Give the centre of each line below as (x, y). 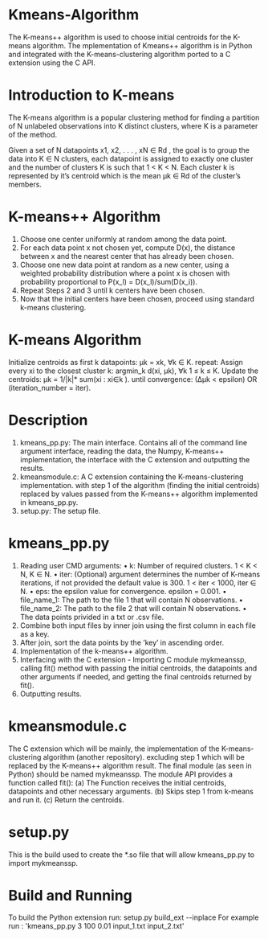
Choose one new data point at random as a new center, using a (124, 264)
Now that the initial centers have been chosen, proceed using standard (137, 298)
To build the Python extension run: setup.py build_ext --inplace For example (134, 917)
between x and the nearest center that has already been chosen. (127, 256)
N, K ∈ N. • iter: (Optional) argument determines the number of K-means (140, 574)
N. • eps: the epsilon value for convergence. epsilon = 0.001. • (123, 591)
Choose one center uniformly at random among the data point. (123, 239)
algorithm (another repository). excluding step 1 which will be (144, 757)
